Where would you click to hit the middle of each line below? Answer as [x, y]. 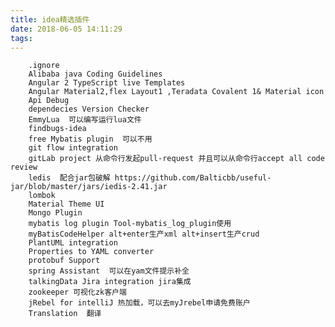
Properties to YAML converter [91, 252]
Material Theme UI [66, 204]
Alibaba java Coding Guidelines [95, 74]
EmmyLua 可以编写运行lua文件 [85, 120]
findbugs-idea [57, 129]
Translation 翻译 [65, 314]
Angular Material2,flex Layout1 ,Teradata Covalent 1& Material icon [176, 92]
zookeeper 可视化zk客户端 [77, 292]
